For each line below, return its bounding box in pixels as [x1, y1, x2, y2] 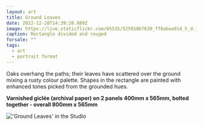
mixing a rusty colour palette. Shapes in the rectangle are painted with [6, 76, 181, 84]
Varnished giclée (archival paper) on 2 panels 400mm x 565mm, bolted [6, 94, 189, 102]
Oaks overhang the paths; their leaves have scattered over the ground [6, 70, 181, 77]
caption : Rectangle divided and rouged [6, 31, 107, 37]
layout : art [6, 8, 36, 15]
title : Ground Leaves [6, 14, 61, 20]
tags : [6, 43, 20, 49]
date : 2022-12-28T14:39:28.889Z [6, 20, 88, 26]
